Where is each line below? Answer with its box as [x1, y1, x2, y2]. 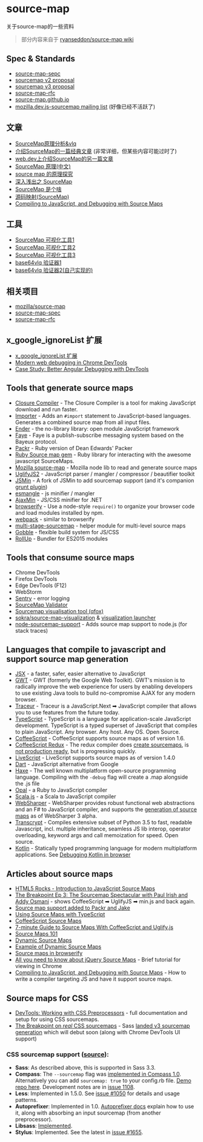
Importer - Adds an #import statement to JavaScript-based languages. [15, 412, 191, 419]
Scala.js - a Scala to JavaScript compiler [15, 793, 116, 800]
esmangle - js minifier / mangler [15, 489, 95, 497]
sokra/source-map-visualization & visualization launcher [15, 614, 156, 621]
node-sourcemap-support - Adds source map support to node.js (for [15, 620, 188, 628]
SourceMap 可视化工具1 [15, 236, 75, 243]
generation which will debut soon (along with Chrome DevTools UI [15, 1029, 181, 1036]
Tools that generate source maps [6, 383, 133, 394]
